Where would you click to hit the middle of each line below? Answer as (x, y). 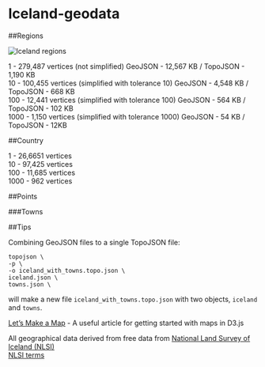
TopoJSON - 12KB (38, 125)
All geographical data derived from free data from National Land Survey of (129, 338)
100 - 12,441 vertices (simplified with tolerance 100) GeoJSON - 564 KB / (127, 100)
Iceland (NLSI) (32, 346)
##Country (26, 140)
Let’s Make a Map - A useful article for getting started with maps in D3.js (126, 323)
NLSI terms (26, 355)
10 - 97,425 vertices (41, 164)
